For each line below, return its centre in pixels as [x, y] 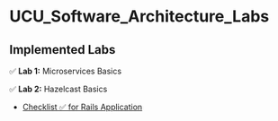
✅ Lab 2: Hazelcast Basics [58, 89]
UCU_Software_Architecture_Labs [139, 17]
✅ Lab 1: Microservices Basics [66, 71]
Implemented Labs [63, 50]
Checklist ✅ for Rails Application [82, 107]
